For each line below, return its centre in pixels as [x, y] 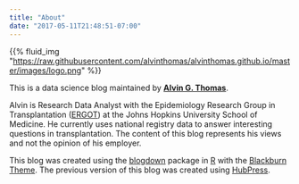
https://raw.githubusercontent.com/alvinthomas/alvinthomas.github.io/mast [152, 61]
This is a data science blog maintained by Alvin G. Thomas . [119, 88]
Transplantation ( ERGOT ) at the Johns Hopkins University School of [133, 114]
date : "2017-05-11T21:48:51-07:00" [75, 26]
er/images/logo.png [46, 70]
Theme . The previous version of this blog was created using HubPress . [140, 170]
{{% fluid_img [34, 51]
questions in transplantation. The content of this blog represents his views [145, 133]
